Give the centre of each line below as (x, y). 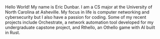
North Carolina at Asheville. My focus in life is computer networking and (77, 12)
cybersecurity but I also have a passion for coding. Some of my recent (76, 17)
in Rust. (13, 32)
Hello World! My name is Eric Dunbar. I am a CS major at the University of (79, 7)
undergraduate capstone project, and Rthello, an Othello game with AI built (80, 27)
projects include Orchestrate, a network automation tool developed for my (79, 22)
